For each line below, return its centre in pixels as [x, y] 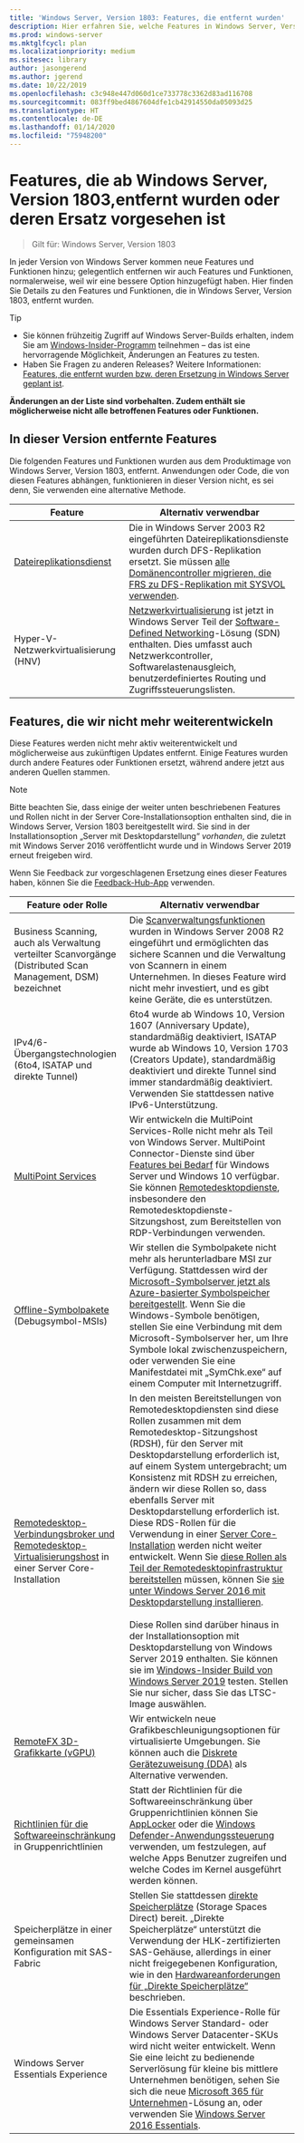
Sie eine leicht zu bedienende [192, 2058]
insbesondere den [167, 1199]
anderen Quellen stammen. [60, 772]
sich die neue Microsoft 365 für [196, 2091]
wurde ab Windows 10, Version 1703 [209, 1048]
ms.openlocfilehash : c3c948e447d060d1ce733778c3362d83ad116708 [131, 93]
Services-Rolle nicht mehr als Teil [201, 1131]
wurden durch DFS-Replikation [195, 550]
